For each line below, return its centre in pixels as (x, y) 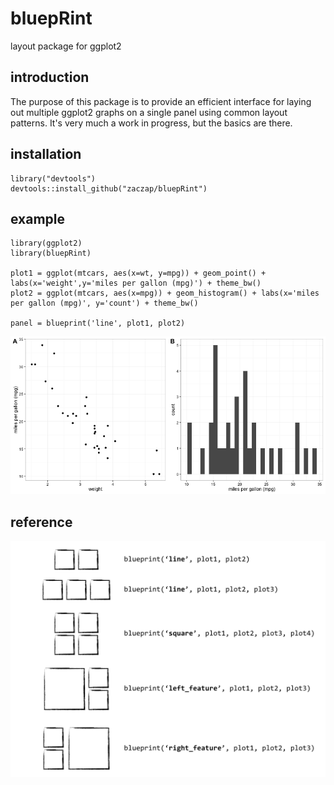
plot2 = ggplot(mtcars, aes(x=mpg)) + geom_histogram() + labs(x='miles (165, 293)
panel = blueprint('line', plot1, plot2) (98, 323)
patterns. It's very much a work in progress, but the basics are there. (151, 123)
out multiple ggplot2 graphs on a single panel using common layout (149, 112)
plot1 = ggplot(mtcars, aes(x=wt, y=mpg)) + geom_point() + (138, 273)
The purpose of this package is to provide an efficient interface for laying (161, 101)
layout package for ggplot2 (66, 46)
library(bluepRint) (51, 253)
